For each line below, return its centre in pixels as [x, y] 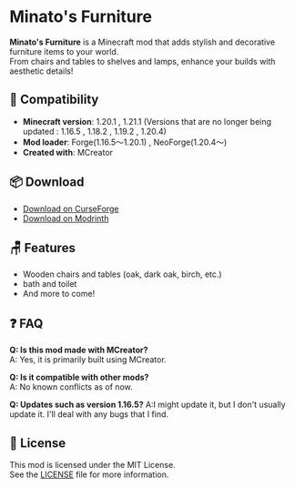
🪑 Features [42, 248]
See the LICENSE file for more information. [89, 474]
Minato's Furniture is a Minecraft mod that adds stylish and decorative [142, 42]
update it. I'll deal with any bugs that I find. [89, 414]
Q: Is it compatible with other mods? [79, 377]
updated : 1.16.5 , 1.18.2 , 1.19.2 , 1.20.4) [94, 131]
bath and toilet [50, 284]
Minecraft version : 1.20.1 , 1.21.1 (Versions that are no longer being [147, 121]
